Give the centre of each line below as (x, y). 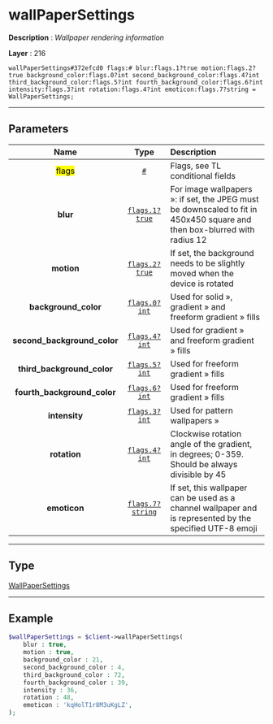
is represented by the (211, 518)
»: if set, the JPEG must (214, 199)
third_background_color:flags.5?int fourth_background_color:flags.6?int (136, 82)
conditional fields (203, 176)
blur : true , (45, 645)
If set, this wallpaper (209, 488)
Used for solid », (201, 297)
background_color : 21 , (63, 660)
